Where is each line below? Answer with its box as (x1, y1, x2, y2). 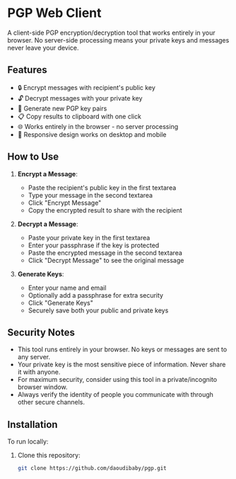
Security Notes (7, 326, 76, 338)
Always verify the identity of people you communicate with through (17, 390, 214, 399)
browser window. (17, 383, 69, 391)
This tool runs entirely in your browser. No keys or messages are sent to (17, 345, 228, 354)
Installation (7, 418, 58, 430)
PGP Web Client (7, 5, 102, 21)
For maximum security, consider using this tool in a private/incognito (17, 376, 218, 384)
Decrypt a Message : (17, 220, 78, 228)
